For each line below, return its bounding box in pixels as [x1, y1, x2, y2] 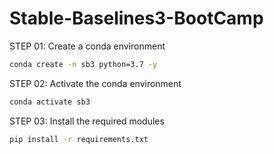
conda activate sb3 [9, 97, 91, 107]
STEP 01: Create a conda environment [9, 40, 166, 52]
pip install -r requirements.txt [9, 134, 149, 144]
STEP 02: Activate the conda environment [9, 77, 182, 89]
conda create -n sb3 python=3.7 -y [9, 59, 158, 69]
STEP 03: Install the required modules [9, 115, 165, 127]
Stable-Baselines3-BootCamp [9, 7, 264, 30]
